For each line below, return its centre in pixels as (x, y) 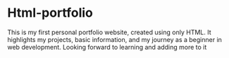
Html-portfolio (50, 13)
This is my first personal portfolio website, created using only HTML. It (109, 32)
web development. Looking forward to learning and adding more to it (107, 47)
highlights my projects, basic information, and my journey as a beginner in (114, 39)
